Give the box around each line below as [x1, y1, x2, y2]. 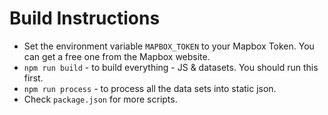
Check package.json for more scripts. [23, 93, 178, 105]
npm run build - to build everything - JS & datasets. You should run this [23, 61, 319, 73]
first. [23, 72, 44, 84]
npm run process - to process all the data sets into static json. [23, 82, 277, 94]
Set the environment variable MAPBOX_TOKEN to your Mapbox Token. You [23, 40, 315, 52]
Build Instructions [9, 7, 161, 30]
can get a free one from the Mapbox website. [23, 50, 211, 62]
